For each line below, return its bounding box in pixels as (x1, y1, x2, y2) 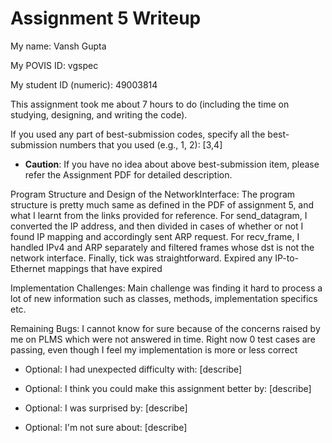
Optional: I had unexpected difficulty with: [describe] (24, 363, 243, 375)
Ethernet (10, 262, 46, 274)
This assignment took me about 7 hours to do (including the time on (10, 98, 290, 110)
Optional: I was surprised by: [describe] (24, 402, 188, 414)
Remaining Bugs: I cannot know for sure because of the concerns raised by (10, 322, 321, 334)
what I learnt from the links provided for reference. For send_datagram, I (10, 209, 308, 221)
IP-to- (274, 252, 300, 264)
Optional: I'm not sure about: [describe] (24, 421, 188, 433)
